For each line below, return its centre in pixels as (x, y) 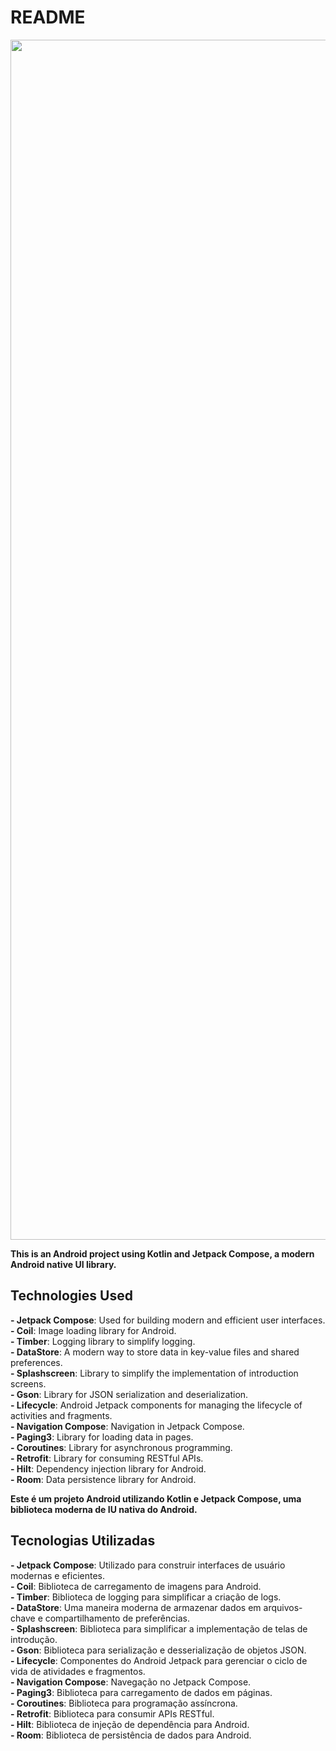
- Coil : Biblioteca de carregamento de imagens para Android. (136, 1586)
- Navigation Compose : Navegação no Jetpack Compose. (131, 1682)
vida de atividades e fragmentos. (78, 1671)
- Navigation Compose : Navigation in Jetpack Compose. (127, 1426)
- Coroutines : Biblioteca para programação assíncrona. (124, 1703)
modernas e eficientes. (58, 1575)
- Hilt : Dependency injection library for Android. (108, 1468)
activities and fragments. (61, 1415)
